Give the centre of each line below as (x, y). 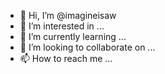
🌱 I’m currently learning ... (73, 36)
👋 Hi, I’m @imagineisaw (68, 15)
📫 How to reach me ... (66, 58)
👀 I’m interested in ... (62, 26)
